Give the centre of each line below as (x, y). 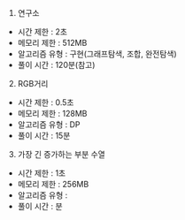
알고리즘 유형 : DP (49, 125)
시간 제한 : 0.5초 (46, 102)
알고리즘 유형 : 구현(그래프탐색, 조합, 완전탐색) (97, 54)
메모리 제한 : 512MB (52, 43)
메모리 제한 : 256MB (53, 184)
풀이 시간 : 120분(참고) (56, 65)
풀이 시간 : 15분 (44, 136)
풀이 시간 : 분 (40, 206)
